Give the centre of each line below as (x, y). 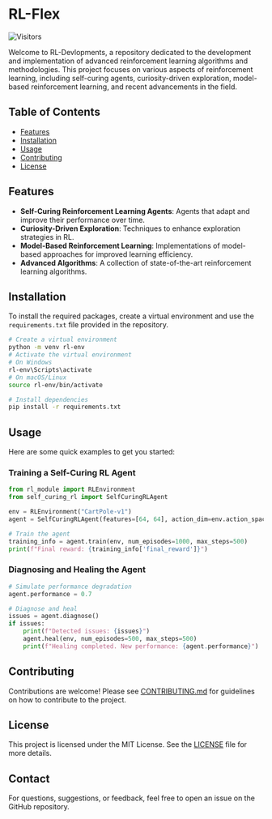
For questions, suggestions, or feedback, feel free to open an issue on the (132, 798)
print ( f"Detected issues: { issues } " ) (87, 631)
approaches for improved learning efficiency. (118, 254)
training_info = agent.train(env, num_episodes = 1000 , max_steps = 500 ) (128, 541)
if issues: (27, 624)
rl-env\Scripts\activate (50, 369)
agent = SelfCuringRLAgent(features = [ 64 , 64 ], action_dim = (110, 519)
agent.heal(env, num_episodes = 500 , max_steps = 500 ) (110, 639)
